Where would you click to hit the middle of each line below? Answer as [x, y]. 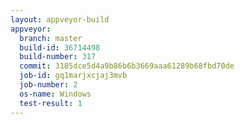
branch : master [51, 38]
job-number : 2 [48, 85]
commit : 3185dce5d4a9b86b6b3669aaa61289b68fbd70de [127, 66]
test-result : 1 [51, 103]
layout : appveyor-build [60, 19]
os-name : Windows [55, 94]
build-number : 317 [58, 57]
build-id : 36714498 [60, 47]
